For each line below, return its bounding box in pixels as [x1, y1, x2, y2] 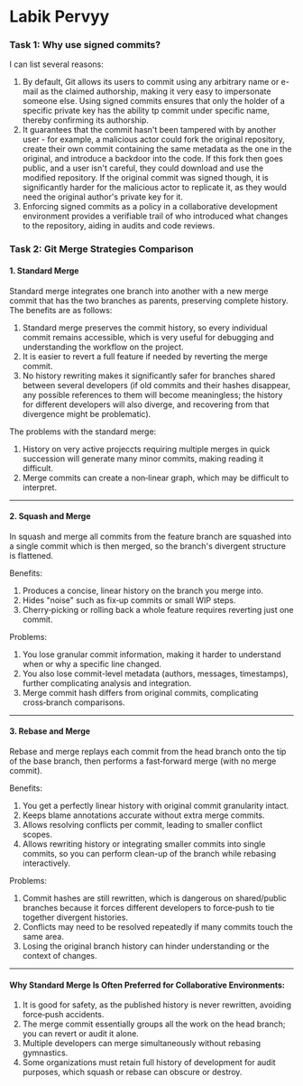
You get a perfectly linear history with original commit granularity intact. [22, 801, 289, 812]
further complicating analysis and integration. [22, 677, 192, 688]
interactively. [22, 858, 70, 868]
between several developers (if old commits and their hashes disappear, [22, 379, 291, 390]
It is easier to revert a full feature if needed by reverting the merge [22, 350, 269, 362]
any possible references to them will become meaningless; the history [22, 389, 283, 400]
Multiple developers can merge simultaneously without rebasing [22, 1038, 262, 1049]
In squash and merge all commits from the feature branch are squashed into [9, 531, 291, 542]
